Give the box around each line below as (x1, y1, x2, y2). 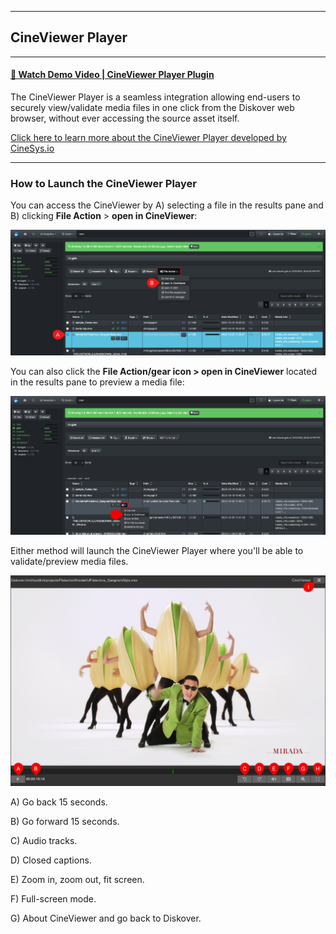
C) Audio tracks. (10, 835, 78, 847)
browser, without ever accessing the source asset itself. (10, 112, 240, 125)
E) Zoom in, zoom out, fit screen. (10, 874, 145, 886)
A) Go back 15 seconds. (10, 796, 108, 808)
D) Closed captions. (10, 854, 92, 866)
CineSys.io (10, 142, 55, 155)
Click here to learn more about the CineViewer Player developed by (10, 132, 287, 144)
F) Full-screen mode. (10, 893, 97, 905)
